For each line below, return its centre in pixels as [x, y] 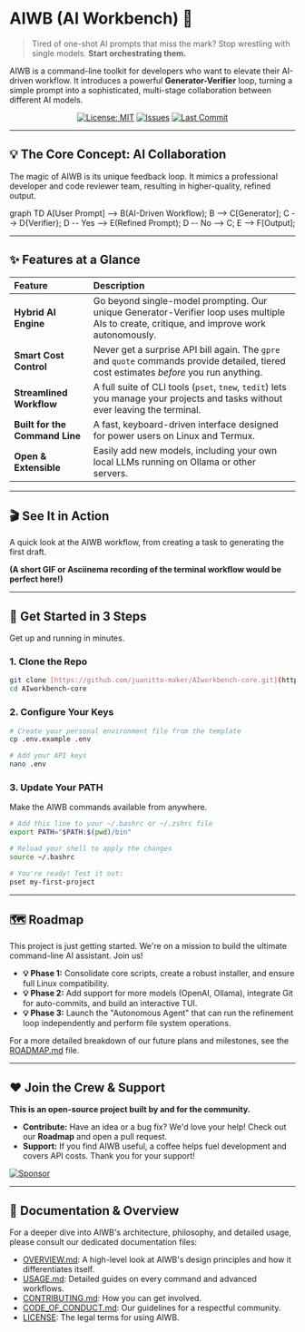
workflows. [44, 1288]
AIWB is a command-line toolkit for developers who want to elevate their [145, 71]
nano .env [28, 764]
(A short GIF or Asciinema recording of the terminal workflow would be [145, 570]
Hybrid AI [35, 312]
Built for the [40, 424]
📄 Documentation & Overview [94, 1210]
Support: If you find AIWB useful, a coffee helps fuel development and [155, 1146]
